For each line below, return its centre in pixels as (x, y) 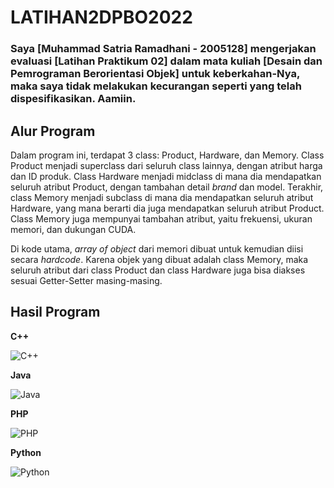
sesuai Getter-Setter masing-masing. (86, 280)
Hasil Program (55, 312)
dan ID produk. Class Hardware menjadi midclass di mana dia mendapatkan (166, 176)
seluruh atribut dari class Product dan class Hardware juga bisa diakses (158, 270)
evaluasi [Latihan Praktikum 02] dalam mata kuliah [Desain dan (166, 61)
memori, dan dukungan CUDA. (73, 229)
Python (26, 452)
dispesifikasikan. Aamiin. (73, 99)
